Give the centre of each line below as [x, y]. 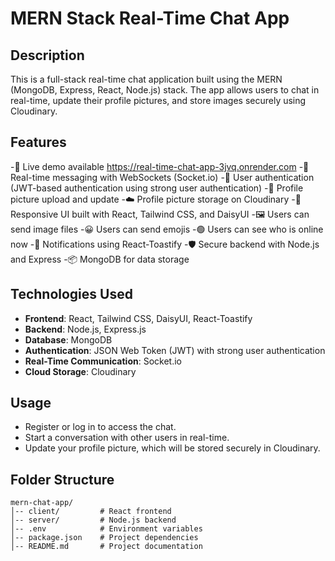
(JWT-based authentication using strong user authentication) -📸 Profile [157, 188]
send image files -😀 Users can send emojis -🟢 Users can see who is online [167, 229]
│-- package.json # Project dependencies [104, 538]
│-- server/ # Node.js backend [93, 520]
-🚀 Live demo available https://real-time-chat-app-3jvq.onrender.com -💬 [160, 166]
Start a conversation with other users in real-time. [127, 438]
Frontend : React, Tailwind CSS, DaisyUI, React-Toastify [138, 318]
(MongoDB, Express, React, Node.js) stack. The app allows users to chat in [165, 90]
